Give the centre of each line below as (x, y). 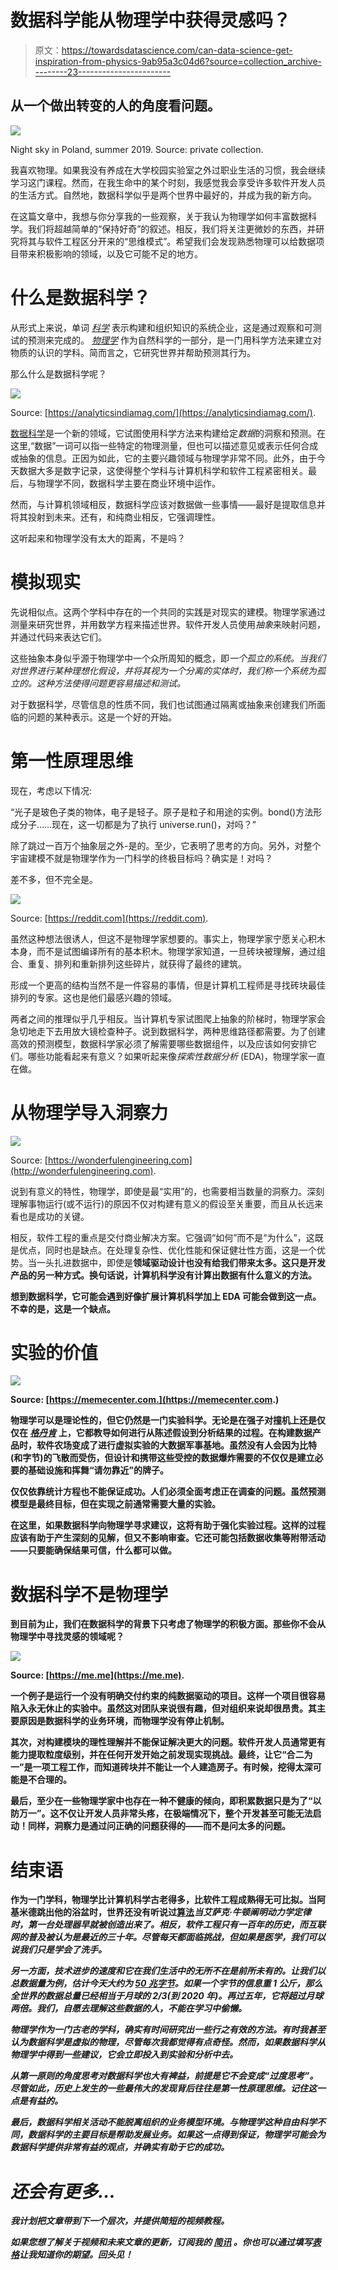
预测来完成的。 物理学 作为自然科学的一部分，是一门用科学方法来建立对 (174, 340)
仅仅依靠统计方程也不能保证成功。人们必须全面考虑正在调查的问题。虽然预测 (168, 1492)
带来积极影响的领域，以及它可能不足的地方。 (110, 253)
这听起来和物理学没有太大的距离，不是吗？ (98, 538)
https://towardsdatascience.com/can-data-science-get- (177, 50)
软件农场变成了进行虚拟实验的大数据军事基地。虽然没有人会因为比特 (176, 1445)
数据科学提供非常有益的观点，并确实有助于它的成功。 (120, 2147)
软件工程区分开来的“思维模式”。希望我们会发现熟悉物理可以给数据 (180, 241)
